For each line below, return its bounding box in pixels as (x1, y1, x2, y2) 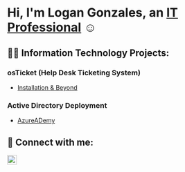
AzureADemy (17, 116, 55, 125)
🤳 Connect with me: (7, 136, 94, 148)
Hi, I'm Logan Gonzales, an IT (7, 5, 179, 21)
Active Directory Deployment (7, 100, 107, 110)
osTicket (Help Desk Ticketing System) (7, 68, 141, 77)
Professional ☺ (7, 19, 97, 35)
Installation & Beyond (17, 83, 78, 91)
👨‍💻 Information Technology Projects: (7, 47, 170, 59)
